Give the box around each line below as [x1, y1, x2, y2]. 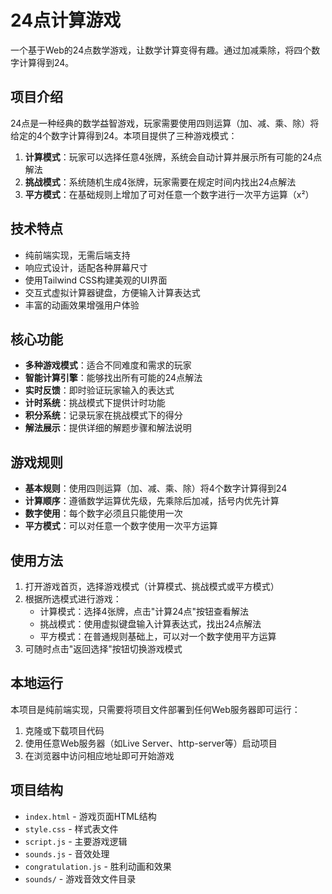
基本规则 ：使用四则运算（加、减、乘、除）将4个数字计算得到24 [24, 482, 288, 495]
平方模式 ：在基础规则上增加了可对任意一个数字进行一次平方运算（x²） [24, 188, 315, 200]
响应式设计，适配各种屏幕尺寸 [24, 261, 148, 273]
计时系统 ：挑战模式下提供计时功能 [24, 397, 166, 409]
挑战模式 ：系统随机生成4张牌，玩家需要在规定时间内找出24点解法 [24, 176, 297, 188]
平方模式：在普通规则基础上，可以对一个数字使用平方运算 [39, 631, 277, 642]
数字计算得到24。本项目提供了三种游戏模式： [51, 129, 238, 141]
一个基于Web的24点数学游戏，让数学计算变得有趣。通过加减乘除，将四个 [10, 44, 312, 56]
